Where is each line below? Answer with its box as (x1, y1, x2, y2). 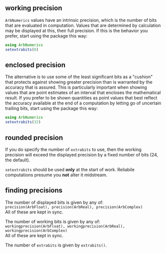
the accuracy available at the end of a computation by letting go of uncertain (5, 100, 162, 106)
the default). (5, 157, 31, 163)
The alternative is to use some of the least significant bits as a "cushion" (5, 74, 153, 80)
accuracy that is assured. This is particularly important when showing (5, 84, 147, 91)
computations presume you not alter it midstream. (5, 172, 108, 178)
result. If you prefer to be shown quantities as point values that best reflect (5, 95, 158, 101)
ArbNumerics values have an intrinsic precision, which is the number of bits (5, 17, 157, 23)
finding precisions (5, 186, 63, 195)
